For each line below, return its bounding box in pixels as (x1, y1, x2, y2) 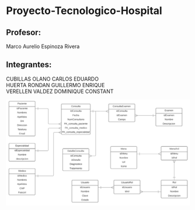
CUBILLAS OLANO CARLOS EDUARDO (6, 75, 99, 82)
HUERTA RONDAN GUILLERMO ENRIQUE (6, 81, 105, 88)
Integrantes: (6, 60, 52, 70)
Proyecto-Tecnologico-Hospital (6, 4, 162, 18)
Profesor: (6, 27, 41, 37)
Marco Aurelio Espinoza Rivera (6, 43, 80, 50)
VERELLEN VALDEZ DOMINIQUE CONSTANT (6, 88, 114, 95)
